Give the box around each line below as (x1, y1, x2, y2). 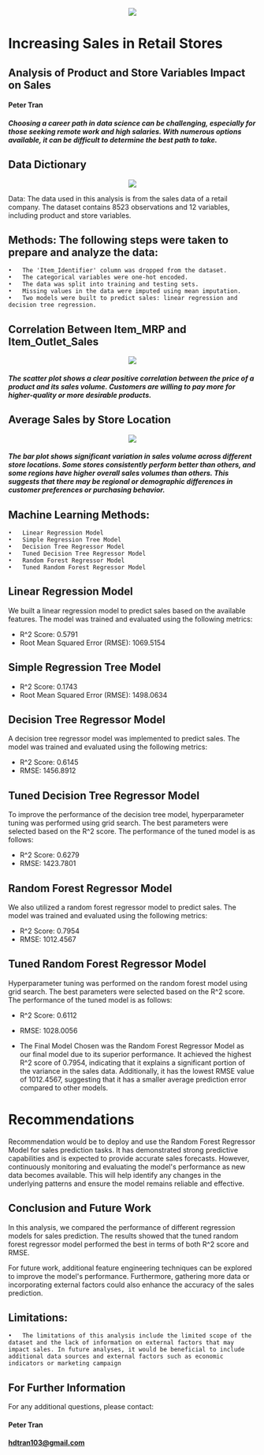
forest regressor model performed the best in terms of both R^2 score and (8, 1239, 250, 1249)
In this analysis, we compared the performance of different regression (8, 1222, 236, 1232)
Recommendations (8, 1111, 135, 1129)
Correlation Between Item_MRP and (8, 322, 187, 336)
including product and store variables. (8, 210, 132, 220)
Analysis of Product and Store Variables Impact (8, 66, 246, 79)
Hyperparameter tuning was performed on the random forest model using (8, 978, 248, 988)
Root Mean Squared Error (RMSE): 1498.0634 (19, 690, 168, 699)
